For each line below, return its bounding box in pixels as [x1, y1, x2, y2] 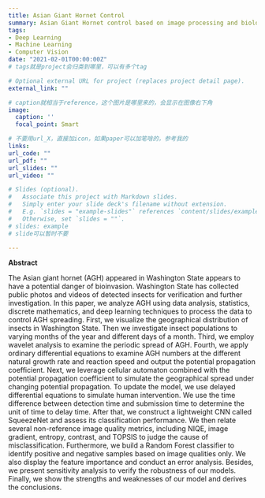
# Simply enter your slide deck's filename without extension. [8, 200, 227, 209]
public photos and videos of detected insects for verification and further [8, 290, 243, 299]
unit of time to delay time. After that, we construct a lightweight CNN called [8, 407, 252, 417]
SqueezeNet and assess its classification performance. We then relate [8, 415, 237, 426]
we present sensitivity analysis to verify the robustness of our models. [8, 466, 237, 475]
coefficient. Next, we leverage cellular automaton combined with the [8, 366, 230, 375]
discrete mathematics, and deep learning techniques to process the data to [8, 307, 252, 316]
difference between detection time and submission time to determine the [8, 399, 244, 408]
